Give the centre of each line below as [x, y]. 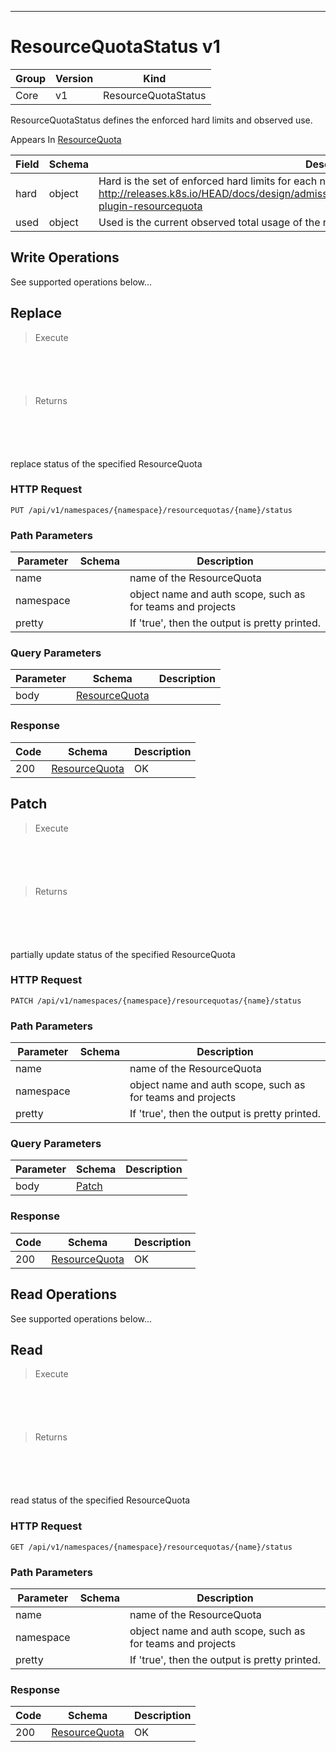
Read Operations [64, 1294]
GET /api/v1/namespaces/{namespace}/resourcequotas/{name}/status [151, 1547]
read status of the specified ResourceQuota [100, 1500]
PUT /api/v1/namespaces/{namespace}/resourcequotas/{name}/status [151, 510]
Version [74, 78]
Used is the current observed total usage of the [209, 222]
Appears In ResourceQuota [66, 139]
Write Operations [65, 257]
